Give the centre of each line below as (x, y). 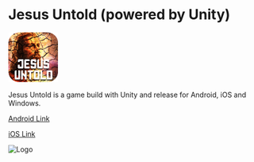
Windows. (25, 103)
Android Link (29, 118)
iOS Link (22, 133)
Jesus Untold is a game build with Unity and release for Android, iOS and (127, 94)
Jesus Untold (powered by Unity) (119, 15)
